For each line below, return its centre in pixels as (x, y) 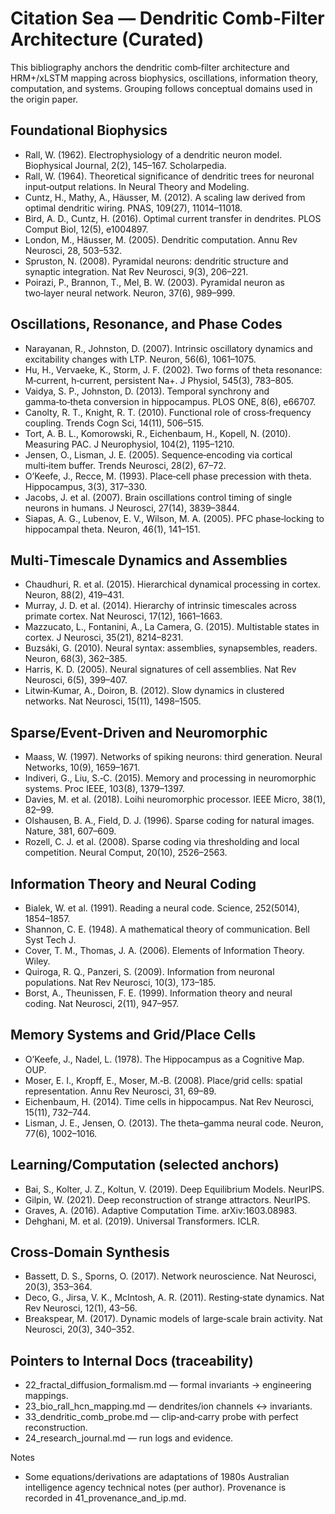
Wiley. (37, 961)
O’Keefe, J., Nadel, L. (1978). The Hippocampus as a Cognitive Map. (164, 1059)
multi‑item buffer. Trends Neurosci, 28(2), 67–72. (125, 465)
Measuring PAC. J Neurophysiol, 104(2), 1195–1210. (129, 444)
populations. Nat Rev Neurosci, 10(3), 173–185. (120, 982)
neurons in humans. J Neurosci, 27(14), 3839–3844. (132, 508)
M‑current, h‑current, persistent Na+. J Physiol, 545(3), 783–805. (159, 380)
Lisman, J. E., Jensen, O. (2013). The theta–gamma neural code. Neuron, (174, 1123)
